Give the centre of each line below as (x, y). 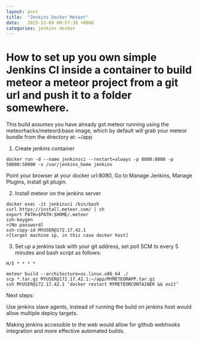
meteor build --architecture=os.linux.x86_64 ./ (67, 274)
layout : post (22, 12)
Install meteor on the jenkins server (58, 193)
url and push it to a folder (69, 95)
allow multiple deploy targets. (42, 313)
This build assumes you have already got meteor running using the (87, 125)
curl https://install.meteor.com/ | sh (55, 209)
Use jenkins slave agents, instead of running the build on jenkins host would (99, 307)
